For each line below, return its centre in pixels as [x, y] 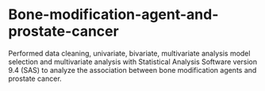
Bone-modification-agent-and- [113, 15]
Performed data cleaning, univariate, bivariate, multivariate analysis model [129, 53]
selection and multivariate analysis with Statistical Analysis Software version [133, 62]
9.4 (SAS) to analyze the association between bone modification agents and [132, 70]
